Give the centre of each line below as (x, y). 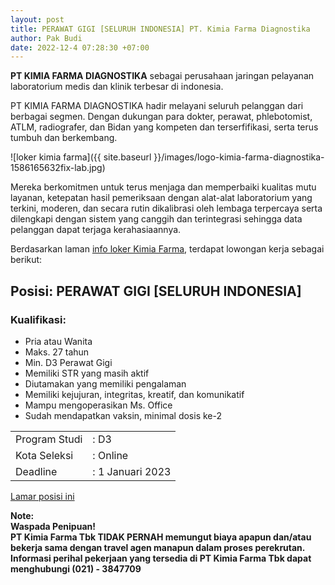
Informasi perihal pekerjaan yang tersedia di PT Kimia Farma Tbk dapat (161, 558)
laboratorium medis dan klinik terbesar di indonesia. (117, 87)
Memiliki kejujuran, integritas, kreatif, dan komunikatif (134, 394)
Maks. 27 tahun (57, 352)
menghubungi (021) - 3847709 (76, 568)
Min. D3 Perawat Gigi (68, 362)
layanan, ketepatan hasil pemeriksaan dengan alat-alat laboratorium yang (161, 198)
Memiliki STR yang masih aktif (87, 373)
